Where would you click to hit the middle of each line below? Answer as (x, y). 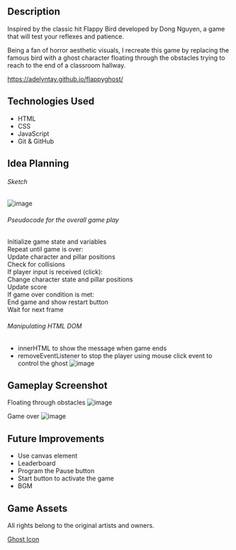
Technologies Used (51, 101)
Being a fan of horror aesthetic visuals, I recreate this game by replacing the (118, 50)
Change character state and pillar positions (70, 279)
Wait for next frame (35, 310)
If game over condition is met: (51, 295)
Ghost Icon (23, 539)
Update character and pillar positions (61, 257)
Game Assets (38, 508)
